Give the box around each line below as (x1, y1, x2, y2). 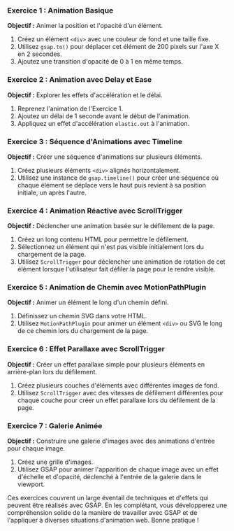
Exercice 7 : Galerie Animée (7, 420, 103, 430)
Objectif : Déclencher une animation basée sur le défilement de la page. (7, 222, 215, 230)
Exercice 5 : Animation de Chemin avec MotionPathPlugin (7, 283, 207, 292)
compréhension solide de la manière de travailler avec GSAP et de (7, 509, 198, 517)
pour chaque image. (7, 444, 65, 453)
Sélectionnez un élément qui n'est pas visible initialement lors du (17, 243, 204, 251)
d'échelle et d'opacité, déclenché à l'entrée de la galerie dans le (17, 473, 202, 481)
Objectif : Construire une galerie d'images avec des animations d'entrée (7, 437, 215, 446)
